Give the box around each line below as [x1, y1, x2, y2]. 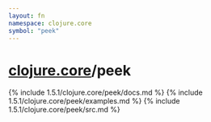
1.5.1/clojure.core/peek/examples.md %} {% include [8, 96, 180, 106]
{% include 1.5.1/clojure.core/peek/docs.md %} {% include [8, 87, 204, 97]
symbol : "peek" [8, 26, 60, 35]
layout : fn [8, 11, 45, 20]
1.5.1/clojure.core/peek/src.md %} [8, 105, 120, 115]
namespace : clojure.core [8, 19, 92, 27]
